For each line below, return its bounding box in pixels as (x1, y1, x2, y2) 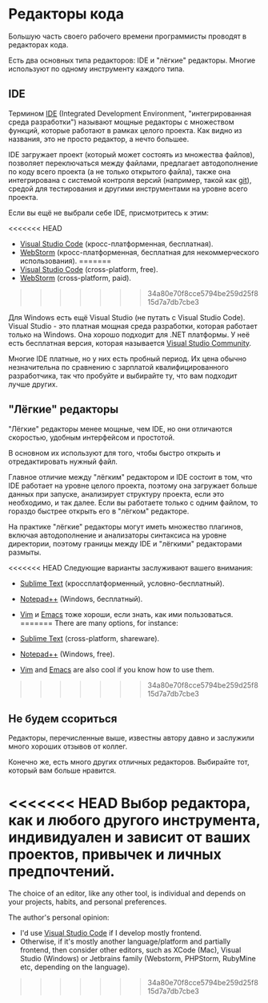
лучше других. (8, 379, 58, 389)
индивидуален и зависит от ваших (8, 828, 250, 847)
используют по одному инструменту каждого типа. (8, 63, 186, 73)
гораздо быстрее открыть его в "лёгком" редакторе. (8, 506, 190, 516)
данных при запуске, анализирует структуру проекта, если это (8, 489, 225, 498)
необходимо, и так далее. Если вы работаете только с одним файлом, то (8, 497, 258, 507)
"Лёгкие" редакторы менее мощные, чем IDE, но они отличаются (8, 424, 233, 433)
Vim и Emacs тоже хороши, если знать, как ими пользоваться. (19, 609, 234, 619)
